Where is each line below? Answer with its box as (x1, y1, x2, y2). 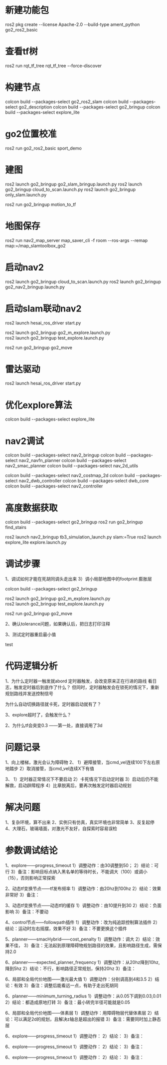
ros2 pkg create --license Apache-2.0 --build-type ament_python (5, 21, 140, 27)
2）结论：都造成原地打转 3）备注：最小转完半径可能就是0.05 (5, 999, 131, 1005)
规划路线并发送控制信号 (5, 690, 53, 696)
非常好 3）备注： (5, 891, 40, 897)
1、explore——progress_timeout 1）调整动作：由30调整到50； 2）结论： (5, 862, 155, 868)
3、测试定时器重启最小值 (5, 631, 56, 637)
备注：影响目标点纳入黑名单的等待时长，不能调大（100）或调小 (17, 868, 148, 874)
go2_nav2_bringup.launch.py (5, 283, 65, 290)
